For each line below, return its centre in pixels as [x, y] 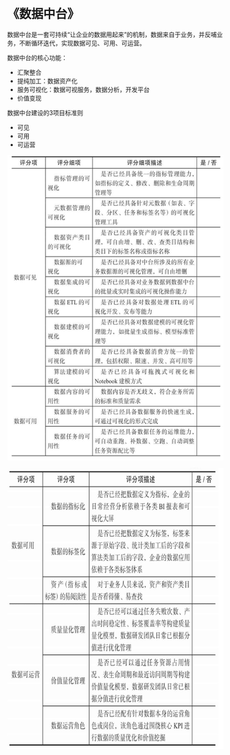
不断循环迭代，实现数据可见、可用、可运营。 [82, 43]
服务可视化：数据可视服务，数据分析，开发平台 [83, 89]
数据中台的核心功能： [37, 57]
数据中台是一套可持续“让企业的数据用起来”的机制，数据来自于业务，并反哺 [112, 34]
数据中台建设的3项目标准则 [45, 113]
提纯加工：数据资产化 [47, 81]
